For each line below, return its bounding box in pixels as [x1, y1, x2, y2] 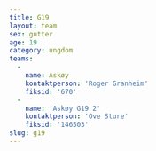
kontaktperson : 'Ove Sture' [25, 112, 129, 121]
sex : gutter [9, 29, 53, 38]
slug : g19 [9, 129, 46, 138]
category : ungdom [9, 46, 74, 55]
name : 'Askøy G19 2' [25, 104, 101, 113]
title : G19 [9, 12, 50, 22]
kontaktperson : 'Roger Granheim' [25, 79, 149, 88]
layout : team [9, 21, 58, 30]
